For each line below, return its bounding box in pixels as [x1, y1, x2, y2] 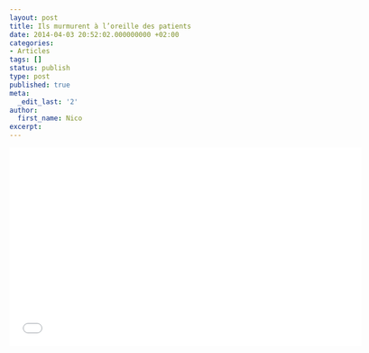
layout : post [9, 13, 59, 23]
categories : [9, 38, 54, 48]
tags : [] [9, 55, 42, 64]
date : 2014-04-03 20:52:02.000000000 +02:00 [9, 30, 180, 39]
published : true [9, 80, 70, 89]
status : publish [9, 64, 70, 73]
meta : [9, 88, 30, 98]
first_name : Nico [17, 114, 83, 123]
